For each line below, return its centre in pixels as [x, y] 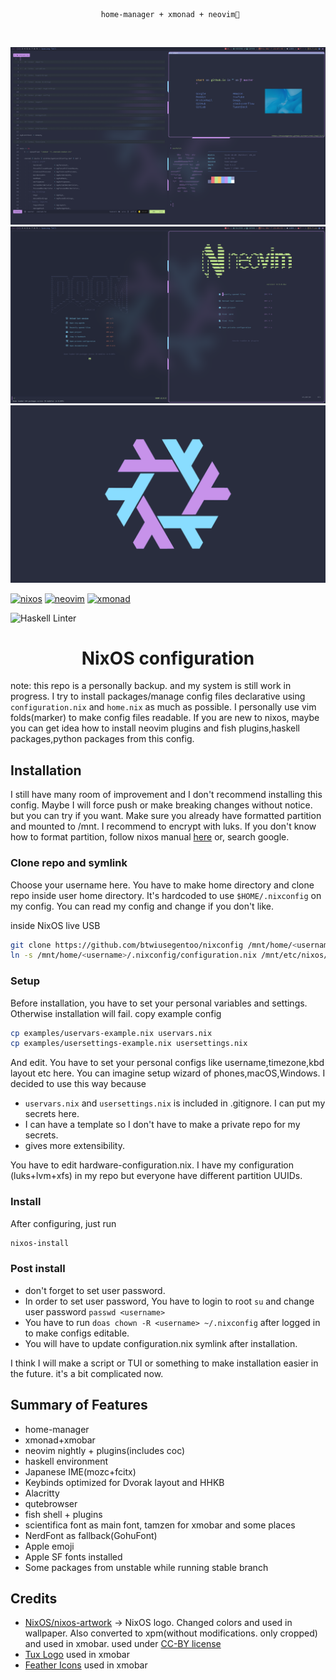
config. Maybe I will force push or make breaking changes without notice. [161, 805]
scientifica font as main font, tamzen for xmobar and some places [160, 1525]
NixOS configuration [168, 658]
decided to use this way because [78, 1084]
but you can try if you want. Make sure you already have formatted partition [166, 816]
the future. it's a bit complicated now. [87, 1373]
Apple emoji [49, 1546]
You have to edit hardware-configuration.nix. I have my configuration [152, 1165]
